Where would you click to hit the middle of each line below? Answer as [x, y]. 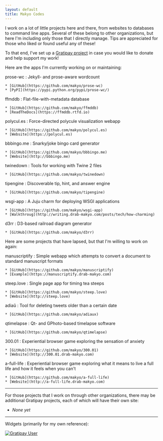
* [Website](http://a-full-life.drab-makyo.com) [55, 382]
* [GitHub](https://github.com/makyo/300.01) [52, 350]
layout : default [21, 9]
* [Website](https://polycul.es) [39, 134]
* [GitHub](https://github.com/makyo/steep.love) [56, 292]
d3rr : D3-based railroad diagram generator [49, 223]
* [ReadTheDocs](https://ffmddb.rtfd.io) [48, 112]
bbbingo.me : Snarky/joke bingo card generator [52, 143]
